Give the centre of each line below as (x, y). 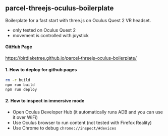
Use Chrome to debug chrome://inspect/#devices (64, 128)
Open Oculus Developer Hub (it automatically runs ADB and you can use (88, 112)
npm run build (20, 85)
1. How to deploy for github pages (41, 69)
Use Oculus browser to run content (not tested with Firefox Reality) (82, 123)
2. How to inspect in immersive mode (45, 101)
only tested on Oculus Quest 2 (44, 30)
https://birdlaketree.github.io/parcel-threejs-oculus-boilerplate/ (71, 58)
